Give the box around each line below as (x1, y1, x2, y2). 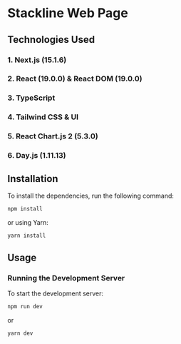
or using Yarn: (7, 218, 48, 226)
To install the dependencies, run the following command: (7, 191, 175, 200)
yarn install (7, 232, 46, 239)
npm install (7, 205, 43, 212)
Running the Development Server (7, 273, 125, 283)
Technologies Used (7, 34, 95, 46)
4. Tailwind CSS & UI (7, 112, 78, 122)
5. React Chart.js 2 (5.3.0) (7, 131, 98, 141)
